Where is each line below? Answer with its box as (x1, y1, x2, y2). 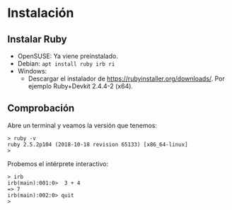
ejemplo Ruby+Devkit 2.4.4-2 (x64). (28, 82, 133, 90)
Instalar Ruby (7, 33, 67, 45)
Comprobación (7, 103, 75, 115)
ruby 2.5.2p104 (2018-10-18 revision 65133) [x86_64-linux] (7, 141, 189, 148)
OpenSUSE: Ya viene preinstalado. (17, 52, 118, 60)
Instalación (7, 5, 74, 21)
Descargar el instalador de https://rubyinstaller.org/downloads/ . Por (28, 74, 225, 83)
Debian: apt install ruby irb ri (17, 59, 115, 68)
